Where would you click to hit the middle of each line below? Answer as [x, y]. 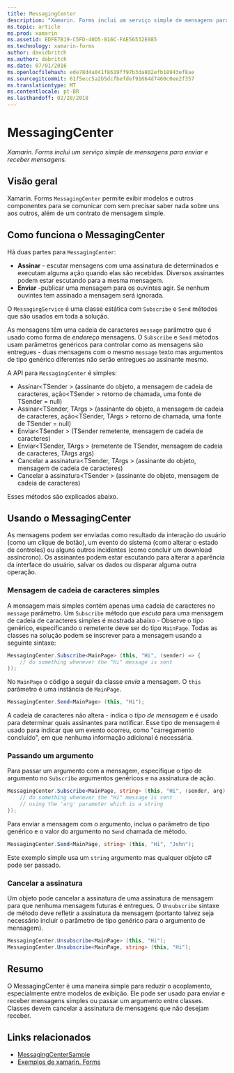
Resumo [25, 969]
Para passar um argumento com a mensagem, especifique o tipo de [104, 771]
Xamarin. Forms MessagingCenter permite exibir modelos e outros [100, 198]
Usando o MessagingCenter [69, 518]
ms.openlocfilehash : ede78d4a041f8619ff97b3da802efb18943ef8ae [101, 72]
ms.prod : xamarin [32, 33]
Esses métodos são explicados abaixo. [63, 496]
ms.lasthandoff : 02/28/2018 [48, 98]
